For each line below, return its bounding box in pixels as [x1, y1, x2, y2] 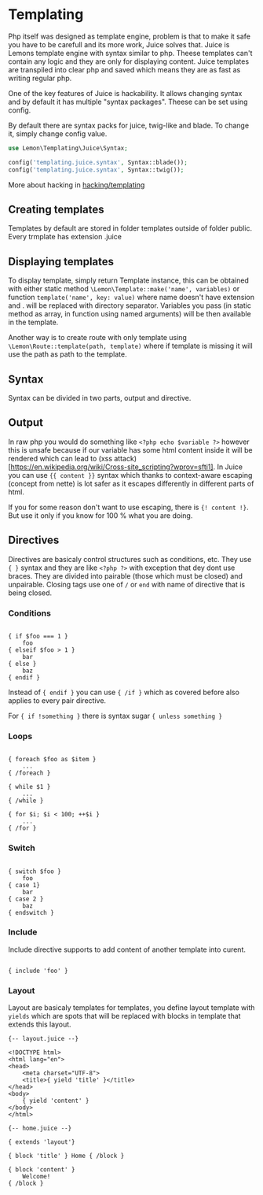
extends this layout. [8, 1019, 72, 1029]
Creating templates [8, 202, 104, 216]
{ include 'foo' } [8, 967, 68, 975]
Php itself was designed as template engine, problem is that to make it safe [8, 31, 251, 41]
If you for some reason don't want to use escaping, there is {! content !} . [8, 502, 249, 512]
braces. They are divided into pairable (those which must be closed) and [8, 571, 243, 580]
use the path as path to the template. [8, 350, 127, 359]
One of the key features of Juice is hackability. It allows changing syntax [8, 88, 243, 98]
